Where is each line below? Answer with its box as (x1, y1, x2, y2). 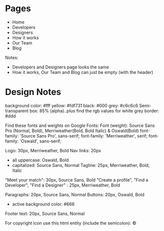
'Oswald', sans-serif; (19, 138, 62, 144)
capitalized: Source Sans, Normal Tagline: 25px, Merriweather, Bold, (12, 162, 150, 168)
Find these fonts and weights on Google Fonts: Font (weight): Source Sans (5, 122, 155, 128)
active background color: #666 (12, 201, 75, 207)
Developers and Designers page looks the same (12, 64, 109, 70)
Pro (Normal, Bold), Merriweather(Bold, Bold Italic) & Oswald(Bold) (5, 128, 139, 134)
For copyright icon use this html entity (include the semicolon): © (5, 220, 137, 226)
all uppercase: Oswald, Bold (12, 157, 69, 163)
